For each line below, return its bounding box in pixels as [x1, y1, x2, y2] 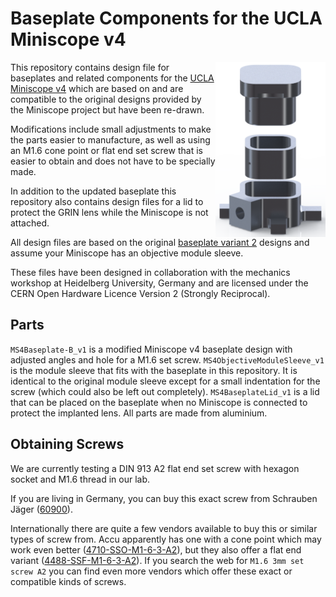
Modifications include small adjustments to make [10, 123, 212, 135]
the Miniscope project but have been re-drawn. [10, 103, 205, 116]
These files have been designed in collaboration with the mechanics [10, 266, 291, 278]
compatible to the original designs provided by [10, 93, 202, 105]
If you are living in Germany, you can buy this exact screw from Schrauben [10, 492, 318, 504]
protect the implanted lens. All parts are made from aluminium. [10, 407, 268, 419]
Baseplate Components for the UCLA [10, 7, 323, 30]
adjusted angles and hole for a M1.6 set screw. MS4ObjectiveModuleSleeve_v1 [10, 353, 325, 366]
